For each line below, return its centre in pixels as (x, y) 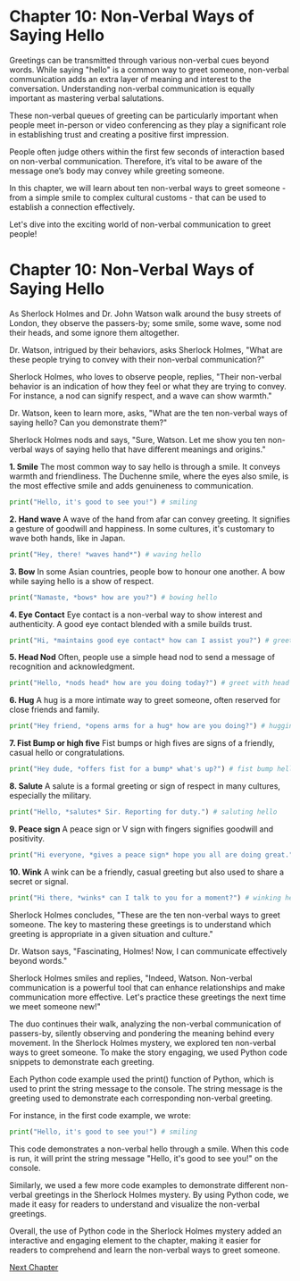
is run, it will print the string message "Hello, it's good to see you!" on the (144, 1158)
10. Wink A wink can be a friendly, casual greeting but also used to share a (146, 872)
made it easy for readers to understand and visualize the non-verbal (135, 1204)
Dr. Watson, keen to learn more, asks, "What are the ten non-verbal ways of (149, 413)
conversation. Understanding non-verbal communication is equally (132, 88)
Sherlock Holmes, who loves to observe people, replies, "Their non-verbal (146, 376)
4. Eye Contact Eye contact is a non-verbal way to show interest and (136, 615)
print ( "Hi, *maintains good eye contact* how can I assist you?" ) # (139, 640)
